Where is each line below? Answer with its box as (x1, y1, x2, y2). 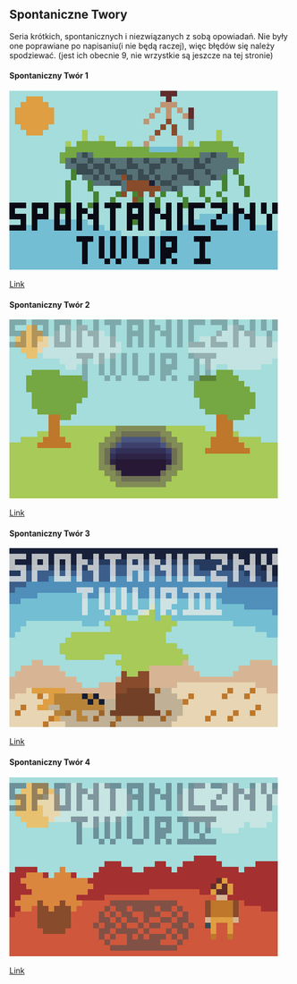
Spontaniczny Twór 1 (9, 71, 89, 81)
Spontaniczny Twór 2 (9, 299, 90, 310)
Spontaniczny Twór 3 (9, 528, 91, 539)
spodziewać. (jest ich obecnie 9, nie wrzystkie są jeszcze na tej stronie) (9, 49, 274, 61)
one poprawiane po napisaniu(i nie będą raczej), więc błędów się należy (9, 40, 276, 51)
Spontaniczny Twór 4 (9, 757, 91, 768)
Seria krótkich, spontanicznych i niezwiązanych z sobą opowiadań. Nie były (9, 30, 288, 41)
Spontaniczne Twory (9, 7, 128, 22)
